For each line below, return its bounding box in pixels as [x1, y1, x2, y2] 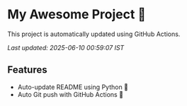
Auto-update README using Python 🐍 [17, 83, 129, 91]
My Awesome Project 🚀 [7, 6, 147, 23]
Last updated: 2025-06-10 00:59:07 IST [7, 43, 125, 52]
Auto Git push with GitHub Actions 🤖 [17, 90, 124, 98]
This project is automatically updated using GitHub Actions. [7, 30, 181, 38]
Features [7, 64, 47, 76]
